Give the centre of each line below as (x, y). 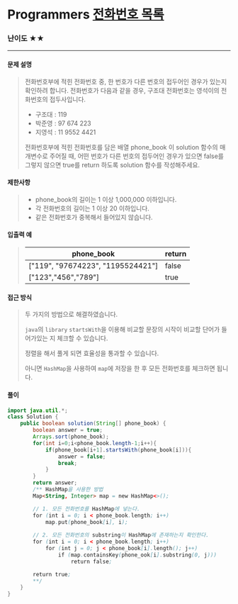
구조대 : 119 (51, 114)
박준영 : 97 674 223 (63, 123)
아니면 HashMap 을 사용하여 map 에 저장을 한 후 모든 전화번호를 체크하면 (120, 369)
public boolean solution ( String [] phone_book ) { (93, 424)
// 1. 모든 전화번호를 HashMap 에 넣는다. (86, 509)
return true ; (52, 574)
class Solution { (33, 417)
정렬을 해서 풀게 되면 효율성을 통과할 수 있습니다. (92, 353)
